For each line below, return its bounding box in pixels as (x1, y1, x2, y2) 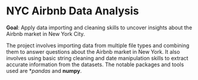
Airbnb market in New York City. (6, 30, 85, 37)
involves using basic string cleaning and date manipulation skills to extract (6, 54, 189, 61)
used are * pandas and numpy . (6, 67, 82, 74)
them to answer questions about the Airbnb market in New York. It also (6, 48, 180, 55)
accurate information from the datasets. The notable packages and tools (6, 61, 184, 68)
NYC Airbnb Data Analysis (6, 4, 139, 18)
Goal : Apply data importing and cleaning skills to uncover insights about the (6, 24, 193, 31)
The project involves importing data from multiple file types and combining (6, 42, 190, 49)
